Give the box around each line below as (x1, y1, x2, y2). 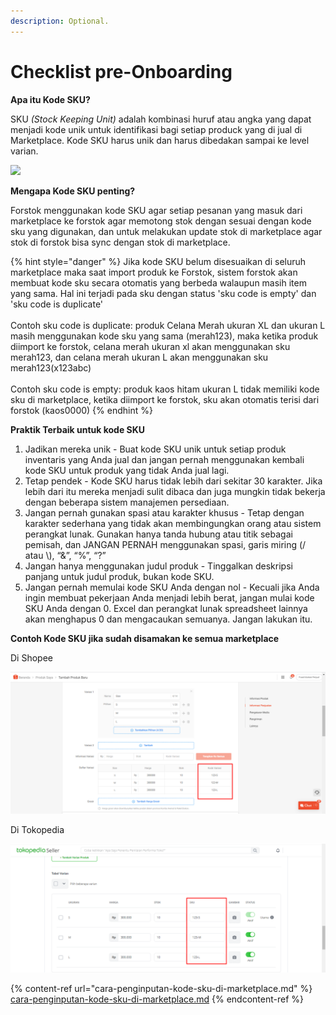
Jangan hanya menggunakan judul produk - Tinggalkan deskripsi (24, 560, 293, 572)
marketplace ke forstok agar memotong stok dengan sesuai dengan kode (10, 215, 312, 227)
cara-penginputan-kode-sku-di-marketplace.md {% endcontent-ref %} (10, 993, 304, 1005)
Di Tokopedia (10, 823, 65, 835)
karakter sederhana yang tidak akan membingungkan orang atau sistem (24, 517, 322, 529)
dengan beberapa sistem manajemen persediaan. (24, 496, 230, 508)
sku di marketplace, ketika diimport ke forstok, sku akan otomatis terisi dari (10, 393, 320, 405)
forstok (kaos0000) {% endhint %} (10, 404, 153, 416)
